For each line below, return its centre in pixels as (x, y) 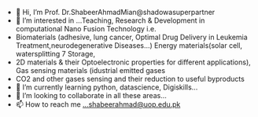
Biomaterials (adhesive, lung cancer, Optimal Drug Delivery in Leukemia (131, 37)
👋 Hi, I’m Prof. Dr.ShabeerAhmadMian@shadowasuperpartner (115, 12)
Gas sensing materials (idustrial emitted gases (90, 70)
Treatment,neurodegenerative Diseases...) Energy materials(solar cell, (129, 46)
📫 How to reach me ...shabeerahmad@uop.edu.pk (98, 104)
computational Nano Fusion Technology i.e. (86, 29)
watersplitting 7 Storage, (55, 54)
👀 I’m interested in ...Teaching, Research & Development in (110, 20)
